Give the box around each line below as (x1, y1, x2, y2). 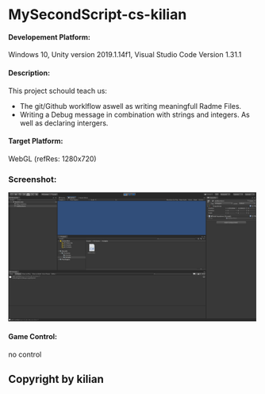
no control (8, 350, 42, 359)
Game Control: (8, 332, 58, 342)
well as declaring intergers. (19, 118, 109, 128)
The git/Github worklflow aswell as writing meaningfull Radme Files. (19, 101, 242, 110)
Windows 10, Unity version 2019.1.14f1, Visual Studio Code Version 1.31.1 (8, 50, 242, 60)
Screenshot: (8, 173, 57, 184)
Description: (8, 68, 50, 77)
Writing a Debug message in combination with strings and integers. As (19, 110, 250, 119)
